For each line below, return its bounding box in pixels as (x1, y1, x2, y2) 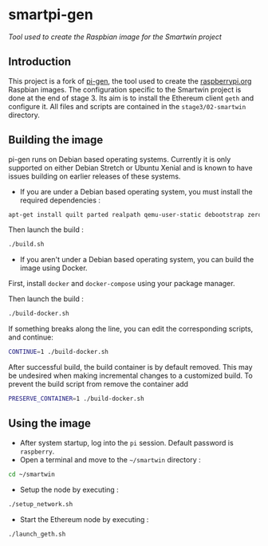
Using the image (8, 417, 92, 430)
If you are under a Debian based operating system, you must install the (19, 187, 253, 196)
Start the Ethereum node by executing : (19, 514, 149, 524)
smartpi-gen (8, 6, 93, 24)
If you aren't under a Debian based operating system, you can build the (19, 255, 254, 265)
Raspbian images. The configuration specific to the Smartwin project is (8, 84, 242, 94)
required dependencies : (19, 195, 101, 205)
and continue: (8, 332, 54, 342)
